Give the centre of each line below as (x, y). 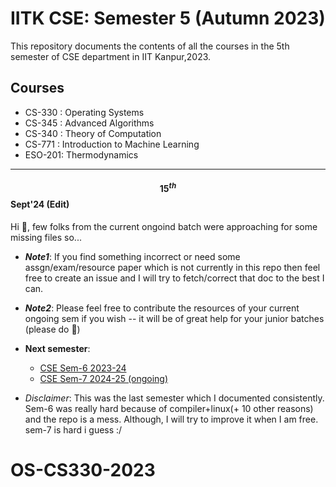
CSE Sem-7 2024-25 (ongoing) (103, 378)
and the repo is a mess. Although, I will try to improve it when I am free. (171, 419)
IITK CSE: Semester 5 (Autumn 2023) (168, 18)
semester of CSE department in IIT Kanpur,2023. (111, 56)
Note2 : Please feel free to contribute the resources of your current (162, 308)
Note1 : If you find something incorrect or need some (132, 256)
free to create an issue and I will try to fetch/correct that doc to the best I (174, 278)
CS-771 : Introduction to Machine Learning (112, 144)
